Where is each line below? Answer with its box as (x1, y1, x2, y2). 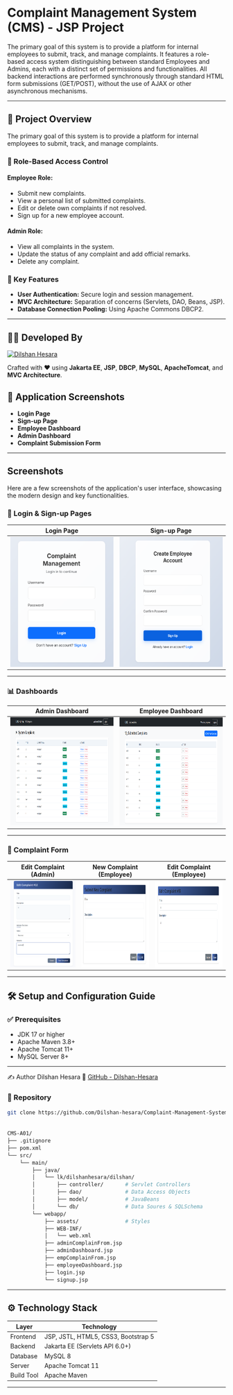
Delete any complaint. (17, 257, 80, 266)
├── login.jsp (44, 1269, 85, 1276)
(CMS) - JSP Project (7, 19, 125, 35)
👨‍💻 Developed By (7, 332, 83, 343)
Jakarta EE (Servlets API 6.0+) (44, 1342, 132, 1351)
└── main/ (19, 1159, 49, 1166)
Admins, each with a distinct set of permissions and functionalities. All (7, 65, 207, 73)
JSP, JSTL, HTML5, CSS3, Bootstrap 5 (44, 1333, 155, 1341)
